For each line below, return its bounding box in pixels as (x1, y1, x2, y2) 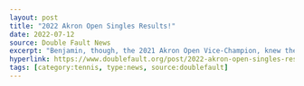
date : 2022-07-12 (9, 30, 75, 39)
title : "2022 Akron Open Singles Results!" (9, 21, 176, 30)
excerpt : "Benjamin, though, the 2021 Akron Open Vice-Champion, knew (9, 47, 281, 56)
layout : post (9, 13, 59, 22)
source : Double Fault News (9, 38, 111, 47)
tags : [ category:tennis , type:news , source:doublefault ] (9, 64, 229, 73)
